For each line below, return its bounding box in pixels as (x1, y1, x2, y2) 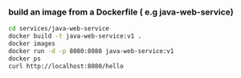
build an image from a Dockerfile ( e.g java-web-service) (8, 6, 235, 18)
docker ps (8, 55, 42, 63)
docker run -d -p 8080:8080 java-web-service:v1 (8, 47, 174, 55)
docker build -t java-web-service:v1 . (8, 32, 142, 40)
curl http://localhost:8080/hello (8, 62, 125, 70)
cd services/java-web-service (8, 25, 110, 33)
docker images (8, 39, 56, 48)
